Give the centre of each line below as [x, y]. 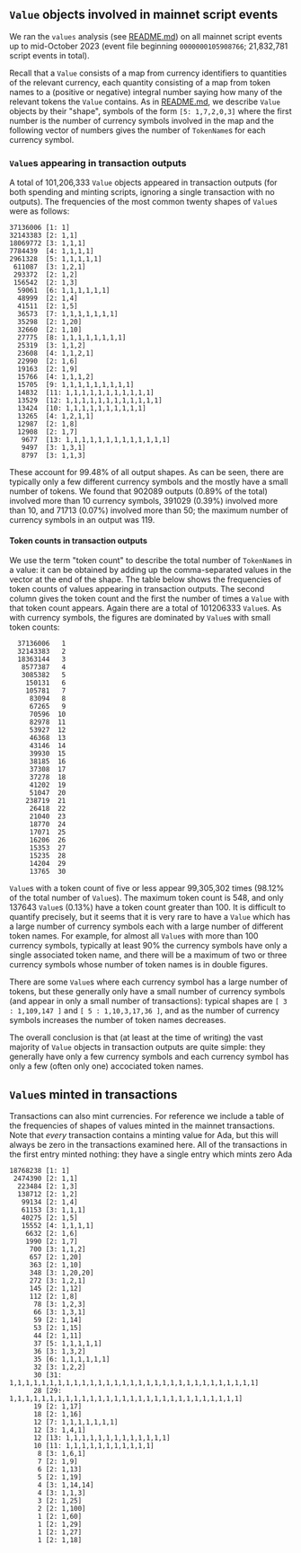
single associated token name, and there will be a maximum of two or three [148, 955]
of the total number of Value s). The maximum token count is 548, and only [147, 898]
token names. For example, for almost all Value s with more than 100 [134, 936]
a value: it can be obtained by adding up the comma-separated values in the [150, 570]
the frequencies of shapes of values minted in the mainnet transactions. [142, 1125]
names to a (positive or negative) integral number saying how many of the [146, 92]
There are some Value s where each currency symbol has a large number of [149, 982]
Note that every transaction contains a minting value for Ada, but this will [144, 1135]
